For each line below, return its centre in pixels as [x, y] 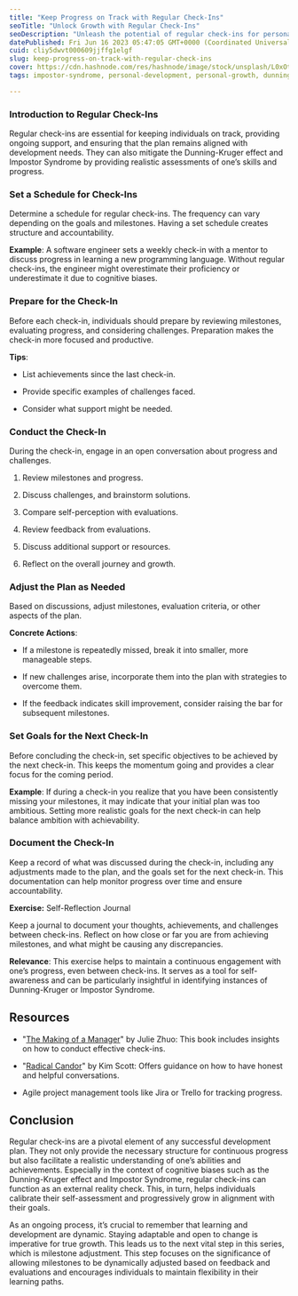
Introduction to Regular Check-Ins [84, 114]
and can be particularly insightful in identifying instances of [159, 980]
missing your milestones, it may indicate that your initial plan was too [134, 801]
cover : [21, 68]
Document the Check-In [62, 843]
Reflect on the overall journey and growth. [98, 563]
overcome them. [52, 687]
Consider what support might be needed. [97, 408]
